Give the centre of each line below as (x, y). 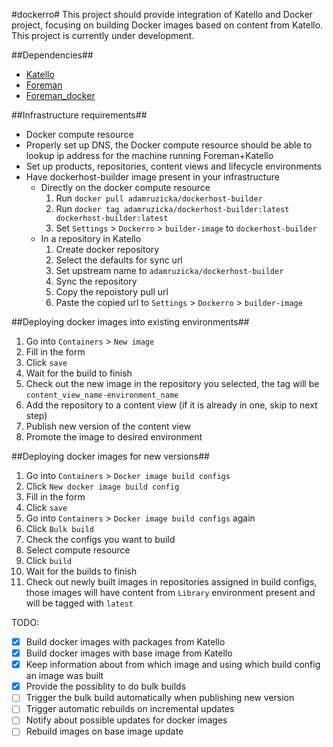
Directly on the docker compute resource (125, 187)
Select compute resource (78, 550)
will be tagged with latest (79, 603)
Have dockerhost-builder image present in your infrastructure (152, 177)
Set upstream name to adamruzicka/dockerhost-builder (169, 270)
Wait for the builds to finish (81, 571)
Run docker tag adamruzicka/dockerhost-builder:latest (172, 208)
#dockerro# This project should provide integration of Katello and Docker (162, 14)
